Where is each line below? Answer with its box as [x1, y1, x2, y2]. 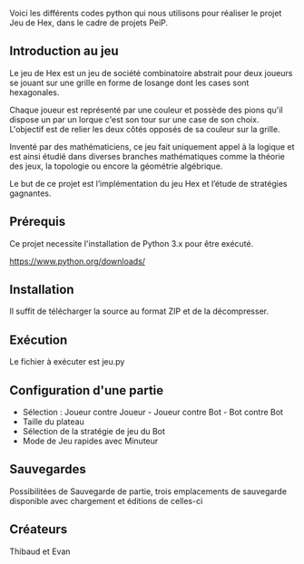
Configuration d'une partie [9, 383, 164, 398]
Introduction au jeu [9, 44, 120, 59]
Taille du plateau [22, 416, 84, 427]
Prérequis [9, 214, 66, 229]
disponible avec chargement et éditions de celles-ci [9, 495, 203, 506]
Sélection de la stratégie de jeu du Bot [22, 426, 166, 437]
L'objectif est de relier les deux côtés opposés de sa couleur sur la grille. [9, 123, 280, 134]
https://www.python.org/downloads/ [9, 256, 146, 267]
